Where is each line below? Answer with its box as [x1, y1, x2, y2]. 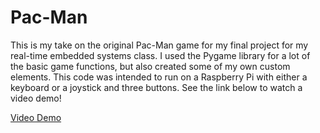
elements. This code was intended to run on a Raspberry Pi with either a [10, 71, 308, 83]
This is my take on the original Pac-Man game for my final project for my [10, 39, 309, 51]
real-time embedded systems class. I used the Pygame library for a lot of [10, 49, 311, 61]
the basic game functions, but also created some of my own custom [10, 60, 291, 72]
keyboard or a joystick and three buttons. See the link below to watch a [10, 81, 303, 93]
